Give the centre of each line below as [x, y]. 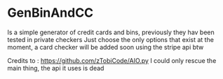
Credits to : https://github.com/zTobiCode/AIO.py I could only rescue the [112, 60]
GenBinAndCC [50, 13]
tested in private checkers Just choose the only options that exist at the [110, 39]
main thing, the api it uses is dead [56, 68]
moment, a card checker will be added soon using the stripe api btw [106, 47]
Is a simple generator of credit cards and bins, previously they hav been [111, 32]
